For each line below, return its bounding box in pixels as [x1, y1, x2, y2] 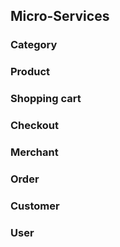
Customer [10, 199, 60, 213]
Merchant [10, 145, 59, 159]
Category [10, 38, 58, 52]
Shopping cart [10, 92, 82, 106]
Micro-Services [10, 8, 110, 25]
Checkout [10, 119, 59, 133]
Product [10, 65, 51, 79]
